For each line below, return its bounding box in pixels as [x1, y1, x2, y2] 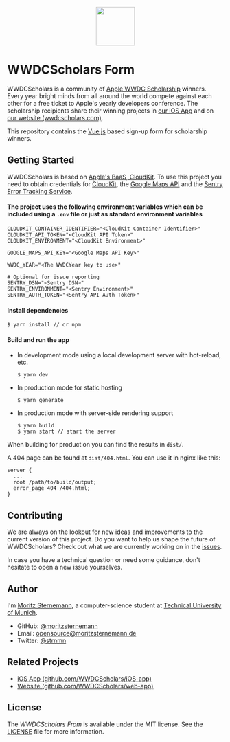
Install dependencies [7, 306, 69, 314]
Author [7, 583, 38, 594]
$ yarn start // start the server [16, 428, 116, 436]
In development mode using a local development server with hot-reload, [16, 351, 222, 359]
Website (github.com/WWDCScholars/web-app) [16, 682, 154, 690]
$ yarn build [16, 423, 55, 429]
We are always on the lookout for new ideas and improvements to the [7, 528, 203, 536]
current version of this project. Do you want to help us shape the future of [7, 535, 216, 543]
